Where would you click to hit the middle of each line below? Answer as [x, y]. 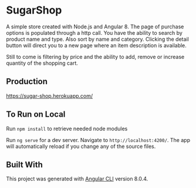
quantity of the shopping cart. [42, 63]
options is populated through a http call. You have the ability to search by [94, 32]
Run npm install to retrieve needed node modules [67, 128]
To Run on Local [36, 115]
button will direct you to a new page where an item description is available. [96, 45]
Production [27, 82]
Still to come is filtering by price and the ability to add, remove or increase [95, 57]
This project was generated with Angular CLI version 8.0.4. [77, 179]
